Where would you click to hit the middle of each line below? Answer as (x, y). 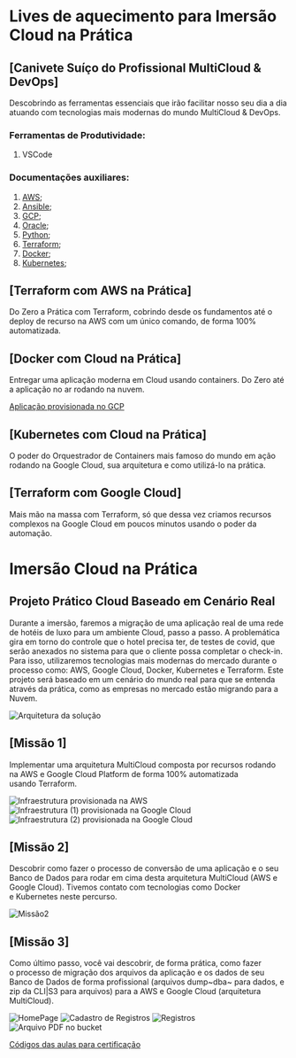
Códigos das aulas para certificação (75, 1045)
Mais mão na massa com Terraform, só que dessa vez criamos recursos (140, 514)
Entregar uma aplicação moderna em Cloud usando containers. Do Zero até (147, 380)
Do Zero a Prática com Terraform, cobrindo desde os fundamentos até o (141, 312)
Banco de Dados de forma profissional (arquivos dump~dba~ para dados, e (147, 982)
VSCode (37, 155)
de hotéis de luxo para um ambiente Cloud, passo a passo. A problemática (144, 632)
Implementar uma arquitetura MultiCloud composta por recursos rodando (143, 765)
